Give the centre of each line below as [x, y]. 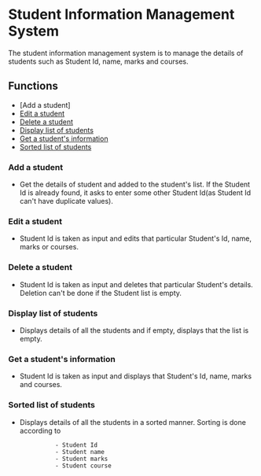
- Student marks [81, 459]
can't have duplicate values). [66, 201]
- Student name [79, 452]
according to [40, 430]
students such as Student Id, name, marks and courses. [98, 61]
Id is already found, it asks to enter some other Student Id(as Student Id [135, 193]
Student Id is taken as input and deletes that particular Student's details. [136, 284]
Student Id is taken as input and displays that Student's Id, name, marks [136, 376]
